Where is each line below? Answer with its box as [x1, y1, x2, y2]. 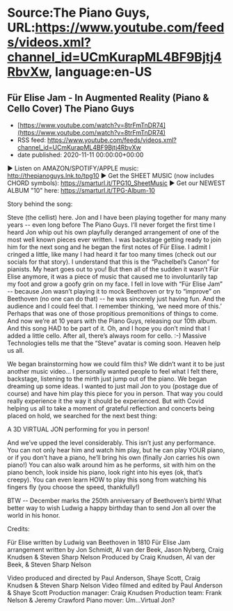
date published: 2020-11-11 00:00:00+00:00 [17, 151, 144, 159]
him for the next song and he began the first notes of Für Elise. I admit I [7, 243, 211, 251]
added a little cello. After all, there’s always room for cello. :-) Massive [7, 332, 207, 340]
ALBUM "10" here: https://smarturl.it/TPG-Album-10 [7, 187, 155, 194]
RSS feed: [17, 136, 47, 144]
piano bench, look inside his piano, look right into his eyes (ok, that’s [7, 468, 203, 476]
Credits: [7, 525, 30, 533]
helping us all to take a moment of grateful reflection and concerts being [7, 404, 215, 412]
